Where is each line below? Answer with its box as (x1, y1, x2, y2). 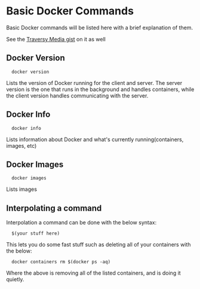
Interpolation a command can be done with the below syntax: (6, 219, 157, 226)
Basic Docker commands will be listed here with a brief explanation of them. (6, 24, 193, 31)
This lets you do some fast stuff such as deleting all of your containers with (6, 241, 191, 248)
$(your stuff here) (11, 230, 60, 237)
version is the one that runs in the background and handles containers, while (6, 86, 195, 93)
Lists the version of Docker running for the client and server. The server (6, 79, 183, 86)
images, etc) (6, 142, 37, 149)
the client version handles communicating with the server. (6, 92, 149, 99)
